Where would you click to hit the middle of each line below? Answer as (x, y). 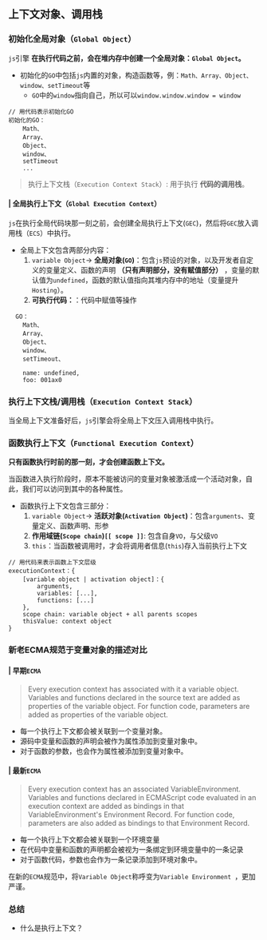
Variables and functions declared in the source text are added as (134, 697)
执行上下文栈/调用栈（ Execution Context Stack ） (103, 401)
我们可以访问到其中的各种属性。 (75, 489)
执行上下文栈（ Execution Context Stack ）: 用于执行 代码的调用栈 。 (138, 184)
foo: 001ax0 (42, 380)
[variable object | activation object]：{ (94, 580)
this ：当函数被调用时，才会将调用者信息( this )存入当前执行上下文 (139, 546)
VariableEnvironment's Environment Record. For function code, (131, 815)
